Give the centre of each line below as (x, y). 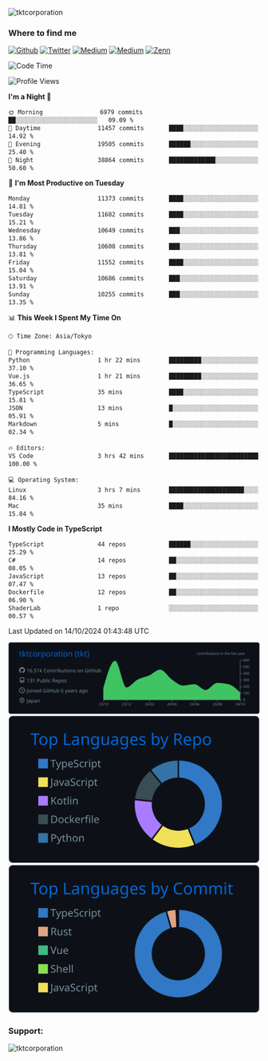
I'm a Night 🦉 (30, 97)
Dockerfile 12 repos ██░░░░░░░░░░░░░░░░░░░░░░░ (134, 592)
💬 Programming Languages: (51, 352)
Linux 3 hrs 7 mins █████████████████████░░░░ (134, 490)
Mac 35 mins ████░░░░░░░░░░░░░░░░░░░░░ (134, 506)
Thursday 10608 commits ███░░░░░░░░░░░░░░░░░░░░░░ (134, 247)
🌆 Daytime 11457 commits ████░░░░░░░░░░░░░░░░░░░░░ (134, 129)
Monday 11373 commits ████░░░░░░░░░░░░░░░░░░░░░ (134, 199)
